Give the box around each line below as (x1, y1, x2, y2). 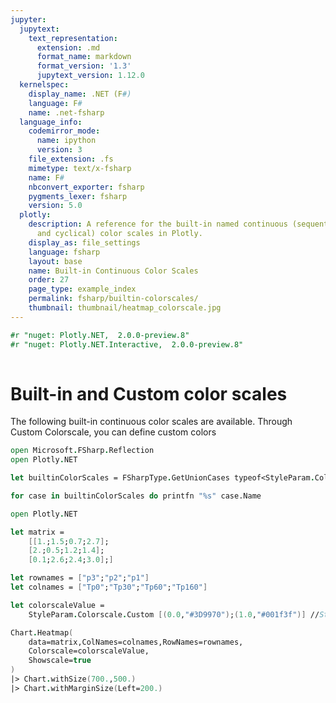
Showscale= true (28, 656, 92, 666)
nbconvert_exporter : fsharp (28, 182, 145, 192)
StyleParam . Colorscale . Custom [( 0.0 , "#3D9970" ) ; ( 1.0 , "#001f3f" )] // (28, 609, 320, 620)
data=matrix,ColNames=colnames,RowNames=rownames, (28, 637, 244, 647)
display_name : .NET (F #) (28, 89, 132, 99)
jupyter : (10, 14, 47, 25)
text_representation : (28, 33, 118, 43)
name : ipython (36, 136, 97, 146)
